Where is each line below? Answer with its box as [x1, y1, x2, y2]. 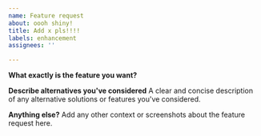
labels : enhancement [8, 34, 78, 42]
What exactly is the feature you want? [8, 70, 138, 80]
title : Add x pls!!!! [8, 26, 81, 34]
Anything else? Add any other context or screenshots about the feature [8, 110, 246, 120]
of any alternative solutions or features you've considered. [8, 94, 202, 104]
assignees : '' [8, 42, 56, 50]
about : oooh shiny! [8, 19, 74, 27]
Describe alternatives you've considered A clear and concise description [8, 86, 254, 96]
